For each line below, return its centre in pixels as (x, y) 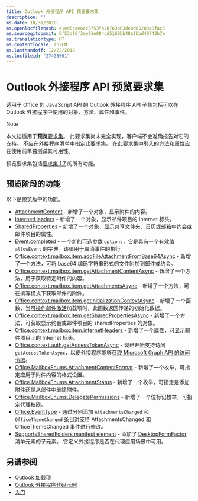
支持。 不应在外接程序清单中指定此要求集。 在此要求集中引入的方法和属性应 (98, 143)
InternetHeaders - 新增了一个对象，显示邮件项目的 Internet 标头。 (95, 219)
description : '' (26, 17)
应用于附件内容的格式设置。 (53, 375)
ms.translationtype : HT (35, 39)
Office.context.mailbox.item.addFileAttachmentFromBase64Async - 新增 (103, 256)
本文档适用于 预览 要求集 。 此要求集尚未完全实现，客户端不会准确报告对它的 (98, 136)
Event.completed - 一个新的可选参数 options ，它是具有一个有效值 (95, 241)
